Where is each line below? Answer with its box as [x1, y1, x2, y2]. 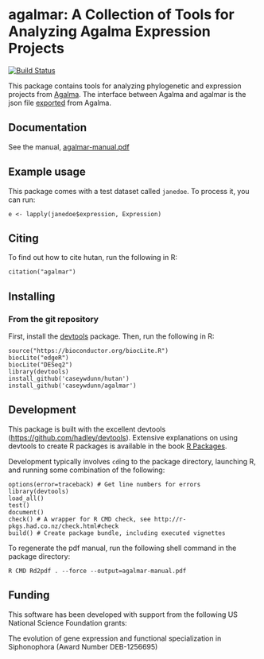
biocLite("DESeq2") [8, 361, 73, 369]
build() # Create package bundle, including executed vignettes [8, 529, 226, 537]
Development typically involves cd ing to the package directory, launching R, [8, 456, 256, 466]
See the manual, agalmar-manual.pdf [8, 141, 130, 152]
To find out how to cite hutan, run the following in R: [8, 253, 177, 262]
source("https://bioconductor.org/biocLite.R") [8, 347, 169, 355]
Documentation [8, 121, 87, 134]
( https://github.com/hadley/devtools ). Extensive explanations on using [8, 432, 239, 442]
